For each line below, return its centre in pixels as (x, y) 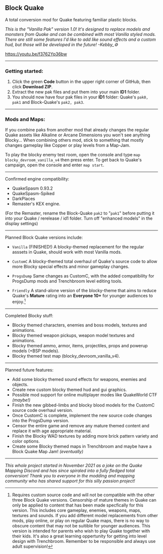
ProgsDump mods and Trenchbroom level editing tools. (67, 281)
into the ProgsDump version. (41, 421)
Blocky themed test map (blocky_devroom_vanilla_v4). (66, 356)
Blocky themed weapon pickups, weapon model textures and (73, 335)
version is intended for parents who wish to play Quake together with (81, 531)
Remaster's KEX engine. (36, 204)
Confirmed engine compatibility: (37, 179)
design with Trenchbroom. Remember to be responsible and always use (84, 541)
